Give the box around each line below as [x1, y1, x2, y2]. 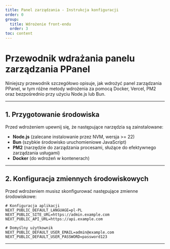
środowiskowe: [5, 193, 37, 199]
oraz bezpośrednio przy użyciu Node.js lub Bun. [5, 91, 106, 97]
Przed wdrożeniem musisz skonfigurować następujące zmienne [5, 188, 138, 194]
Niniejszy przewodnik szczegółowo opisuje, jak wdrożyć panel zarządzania [5, 80, 162, 86]
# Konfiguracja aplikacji [5, 203, 60, 208]
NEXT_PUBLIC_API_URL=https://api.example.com [5, 216, 103, 222]
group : [5, 17, 19, 22]
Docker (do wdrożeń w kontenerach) [12, 155, 90, 161]
